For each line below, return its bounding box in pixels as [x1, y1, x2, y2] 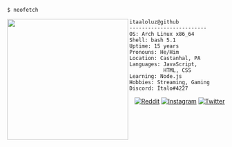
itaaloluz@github [129, 19, 180, 26]
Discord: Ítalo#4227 [129, 85, 188, 92]
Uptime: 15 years [129, 43, 180, 50]
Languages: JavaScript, [129, 61, 198, 68]
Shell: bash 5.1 [129, 37, 176, 43]
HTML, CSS [163, 67, 192, 74]
